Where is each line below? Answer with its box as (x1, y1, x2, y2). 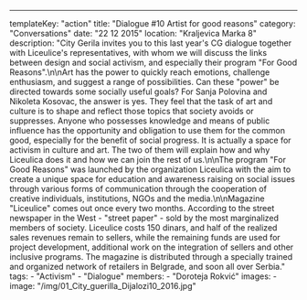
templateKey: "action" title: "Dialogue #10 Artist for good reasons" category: (9, 18, 296, 28)
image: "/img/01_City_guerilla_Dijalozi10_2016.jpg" (9, 281, 196, 291)
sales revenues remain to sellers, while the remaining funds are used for (9, 232, 281, 242)
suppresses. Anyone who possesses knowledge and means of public (9, 115, 270, 126)
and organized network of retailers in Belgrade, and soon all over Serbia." (9, 262, 286, 272)
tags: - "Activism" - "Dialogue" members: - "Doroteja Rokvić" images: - (9, 271, 277, 282)
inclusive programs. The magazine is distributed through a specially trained (9, 252, 293, 262)
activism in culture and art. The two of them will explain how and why (9, 145, 270, 155)
